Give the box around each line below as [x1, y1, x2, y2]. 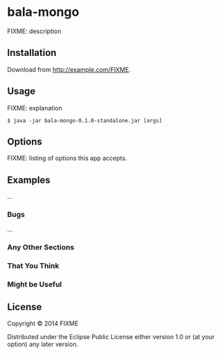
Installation [7, 47, 57, 59]
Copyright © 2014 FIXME [7, 319, 79, 328]
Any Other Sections [7, 242, 75, 252]
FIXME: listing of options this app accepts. [7, 154, 127, 162]
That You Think [7, 261, 59, 271]
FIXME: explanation [7, 104, 62, 112]
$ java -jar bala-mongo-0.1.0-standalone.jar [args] [7, 117, 163, 124]
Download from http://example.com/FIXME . [7, 65, 131, 73]
